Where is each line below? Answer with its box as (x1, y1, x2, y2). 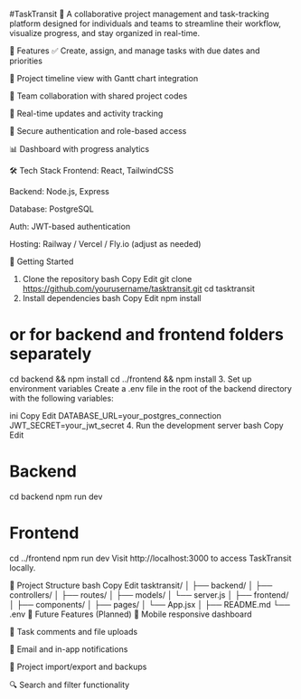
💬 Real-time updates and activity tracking (9, 109, 164, 118)
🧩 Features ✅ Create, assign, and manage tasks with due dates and (9, 45, 260, 56)
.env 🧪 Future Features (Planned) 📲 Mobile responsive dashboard (9, 609, 252, 619)
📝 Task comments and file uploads (9, 626, 138, 637)
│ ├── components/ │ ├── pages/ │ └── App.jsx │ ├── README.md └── (9, 599, 291, 609)
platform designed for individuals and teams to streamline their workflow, (9, 18, 282, 29)
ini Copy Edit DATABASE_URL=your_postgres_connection (9, 410, 221, 420)
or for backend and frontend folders (9, 325, 285, 345)
